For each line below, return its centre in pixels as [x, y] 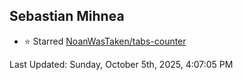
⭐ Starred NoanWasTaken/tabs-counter [105, 41]
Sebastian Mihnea [67, 16]
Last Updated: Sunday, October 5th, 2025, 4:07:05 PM [121, 64]
